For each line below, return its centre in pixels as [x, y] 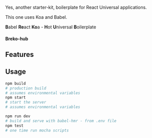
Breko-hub [17, 39]
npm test [14, 126]
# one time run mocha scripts [37, 130]
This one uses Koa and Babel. [36, 17]
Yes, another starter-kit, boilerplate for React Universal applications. [76, 7]
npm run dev [18, 116]
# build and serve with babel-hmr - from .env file [61, 121]
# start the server [26, 102]
